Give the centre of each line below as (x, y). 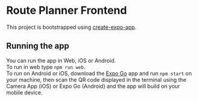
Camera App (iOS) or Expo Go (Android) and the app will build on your (93, 86)
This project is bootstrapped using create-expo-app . (71, 27)
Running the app (38, 46)
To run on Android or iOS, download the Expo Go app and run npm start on (99, 73)
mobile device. (25, 92)
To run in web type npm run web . (46, 67)
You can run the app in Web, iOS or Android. (61, 60)
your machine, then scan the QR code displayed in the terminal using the (96, 79)
